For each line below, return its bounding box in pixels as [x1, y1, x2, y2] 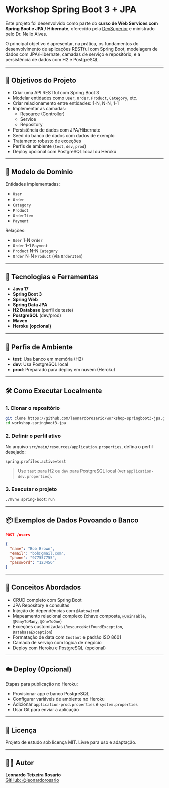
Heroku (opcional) [12, 323, 52, 330]
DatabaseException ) [12, 629, 53, 635]
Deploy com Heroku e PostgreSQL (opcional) [12, 645, 106, 651]
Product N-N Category [12, 248, 58, 254]
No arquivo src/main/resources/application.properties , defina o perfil [5, 443, 153, 449]
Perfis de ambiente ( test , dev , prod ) [12, 143, 87, 149]
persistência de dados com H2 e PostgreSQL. [5, 56, 100, 62]
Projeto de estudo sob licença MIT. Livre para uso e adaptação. [5, 739, 137, 745]
